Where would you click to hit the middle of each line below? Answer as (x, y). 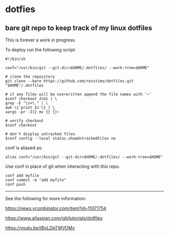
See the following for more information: (46, 198)
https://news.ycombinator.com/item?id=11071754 (56, 208)
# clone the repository (30, 77)
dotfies (20, 9)
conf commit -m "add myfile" (36, 180)
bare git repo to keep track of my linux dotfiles (79, 28)
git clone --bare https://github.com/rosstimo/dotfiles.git (70, 81)
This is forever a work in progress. (41, 40)
